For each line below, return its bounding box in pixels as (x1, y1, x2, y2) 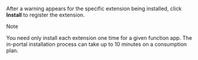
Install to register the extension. (6, 11, 85, 18)
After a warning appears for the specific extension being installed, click (6, 5, 182, 12)
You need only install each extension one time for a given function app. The (6, 34, 193, 41)
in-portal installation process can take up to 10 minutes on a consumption (6, 41, 187, 48)
